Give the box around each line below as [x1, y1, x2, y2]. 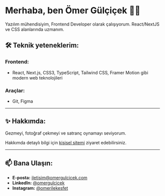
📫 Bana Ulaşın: [5, 159, 53, 168]
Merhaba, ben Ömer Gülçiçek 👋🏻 [5, 5, 141, 16]
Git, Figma [12, 98, 33, 104]
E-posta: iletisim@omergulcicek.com [12, 174, 87, 180]
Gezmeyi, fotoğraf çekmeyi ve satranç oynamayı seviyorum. [5, 130, 127, 136]
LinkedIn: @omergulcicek [12, 180, 65, 186]
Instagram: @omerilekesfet [12, 185, 68, 191]
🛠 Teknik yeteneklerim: [5, 41, 79, 50]
